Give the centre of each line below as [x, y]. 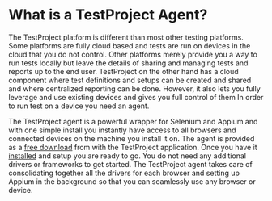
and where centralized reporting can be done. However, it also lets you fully [134, 88]
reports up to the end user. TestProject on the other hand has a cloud [123, 71]
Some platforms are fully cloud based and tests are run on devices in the [130, 45]
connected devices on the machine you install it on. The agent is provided [132, 138]
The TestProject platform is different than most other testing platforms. [126, 37]
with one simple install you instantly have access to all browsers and [122, 130]
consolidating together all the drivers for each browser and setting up [124, 173]
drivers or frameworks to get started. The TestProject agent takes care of [130, 164]
